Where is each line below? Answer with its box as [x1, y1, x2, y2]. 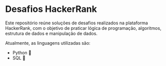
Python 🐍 [12, 50, 31, 56]
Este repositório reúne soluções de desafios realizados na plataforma [5, 20, 148, 26]
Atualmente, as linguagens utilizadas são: [5, 40, 91, 46]
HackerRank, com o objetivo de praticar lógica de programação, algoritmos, [5, 25, 161, 31]
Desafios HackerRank [5, 3, 97, 15]
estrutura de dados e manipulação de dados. [5, 30, 97, 36]
